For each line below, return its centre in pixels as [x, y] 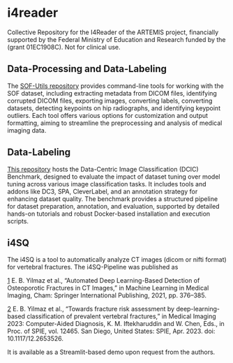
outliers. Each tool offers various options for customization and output [107, 115]
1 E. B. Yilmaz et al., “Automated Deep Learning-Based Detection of [104, 281]
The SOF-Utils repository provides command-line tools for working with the [116, 86]
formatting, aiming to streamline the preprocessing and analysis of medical [115, 123]
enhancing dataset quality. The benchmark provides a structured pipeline [113, 199]
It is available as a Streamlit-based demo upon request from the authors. [111, 352]
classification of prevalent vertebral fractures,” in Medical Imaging [121, 316]
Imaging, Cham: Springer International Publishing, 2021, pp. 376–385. [107, 295]
